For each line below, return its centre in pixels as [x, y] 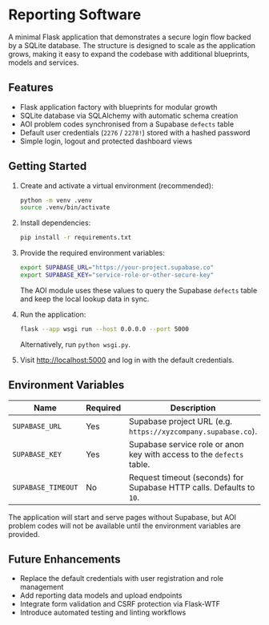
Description [193, 408]
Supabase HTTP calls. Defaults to [192, 487]
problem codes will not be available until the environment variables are [125, 526]
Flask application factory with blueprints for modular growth [118, 107]
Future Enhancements [65, 560]
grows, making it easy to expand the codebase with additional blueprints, [129, 54]
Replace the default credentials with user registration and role [122, 579]
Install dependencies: [55, 223]
